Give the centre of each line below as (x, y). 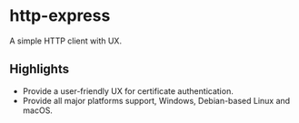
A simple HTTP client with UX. (66, 41)
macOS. (37, 110)
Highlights (40, 69)
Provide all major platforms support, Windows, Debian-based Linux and (156, 100)
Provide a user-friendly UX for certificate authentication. (128, 90)
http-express (60, 16)
